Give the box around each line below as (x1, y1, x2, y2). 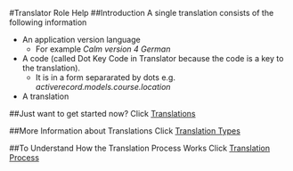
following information (9, 17, 87, 28)
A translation (21, 91, 69, 102)
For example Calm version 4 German (35, 44, 171, 54)
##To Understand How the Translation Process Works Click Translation (9, 142, 270, 153)
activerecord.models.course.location (35, 82, 171, 92)
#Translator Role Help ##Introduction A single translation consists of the (9, 8, 274, 18)
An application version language (21, 35, 141, 45)
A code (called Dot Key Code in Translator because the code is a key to (21, 53, 284, 63)
